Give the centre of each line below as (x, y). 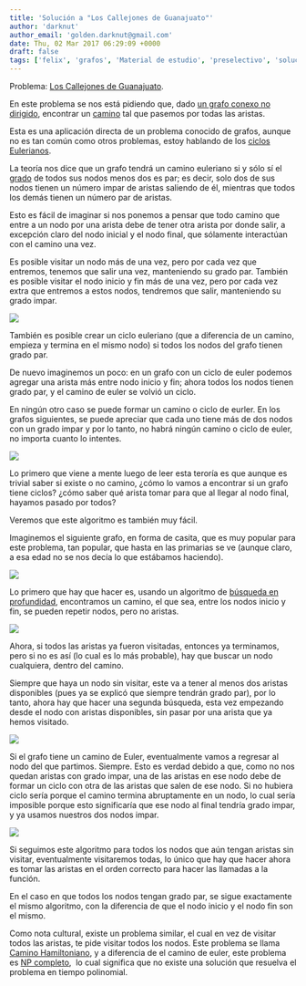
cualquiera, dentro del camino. (67, 665)
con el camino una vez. (53, 244)
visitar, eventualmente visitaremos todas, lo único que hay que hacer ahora (150, 859)
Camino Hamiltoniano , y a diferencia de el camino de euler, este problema (148, 953)
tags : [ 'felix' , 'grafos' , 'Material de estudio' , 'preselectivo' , (140, 60)
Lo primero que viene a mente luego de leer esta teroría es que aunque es (148, 473)
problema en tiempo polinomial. (69, 972)
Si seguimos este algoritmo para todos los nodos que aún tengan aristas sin (152, 850)
